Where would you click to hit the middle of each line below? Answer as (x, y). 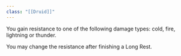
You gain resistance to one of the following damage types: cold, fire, (91, 29)
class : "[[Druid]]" (31, 12)
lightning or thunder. (31, 35)
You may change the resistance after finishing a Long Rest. (79, 46)
